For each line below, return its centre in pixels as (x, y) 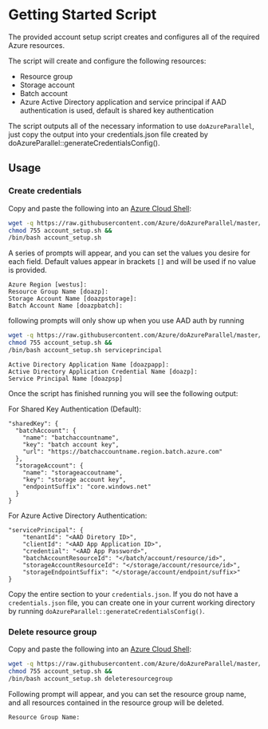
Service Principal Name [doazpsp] (66, 379)
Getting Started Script (83, 15)
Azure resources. (37, 45)
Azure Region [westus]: (48, 285)
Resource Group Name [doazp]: (59, 292)
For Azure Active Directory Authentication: (78, 515)
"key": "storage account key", (75, 479)
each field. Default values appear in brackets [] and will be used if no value (132, 262)
